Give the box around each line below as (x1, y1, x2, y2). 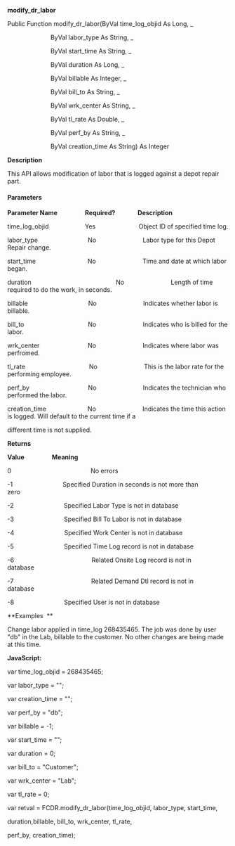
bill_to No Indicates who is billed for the (7, 320, 228, 329)
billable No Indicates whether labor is (7, 299, 219, 308)
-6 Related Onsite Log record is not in (7, 556, 192, 565)
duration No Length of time (7, 278, 213, 287)
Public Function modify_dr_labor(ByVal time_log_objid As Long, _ (7, 20, 194, 27)
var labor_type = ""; (7, 681, 65, 690)
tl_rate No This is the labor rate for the (7, 362, 224, 371)
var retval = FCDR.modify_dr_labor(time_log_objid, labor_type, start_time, (7, 804, 218, 812)
